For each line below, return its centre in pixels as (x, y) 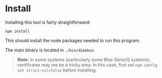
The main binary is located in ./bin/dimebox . (50, 50)
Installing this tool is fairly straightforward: (48, 22)
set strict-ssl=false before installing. (57, 70)
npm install (17, 31)
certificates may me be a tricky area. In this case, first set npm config (87, 65)
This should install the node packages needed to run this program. (73, 40)
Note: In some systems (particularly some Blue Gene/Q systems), (84, 59)
